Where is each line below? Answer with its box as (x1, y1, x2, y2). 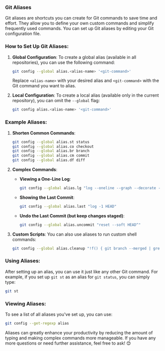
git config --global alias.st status (12, 139, 90, 144)
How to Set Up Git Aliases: (5, 43, 69, 50)
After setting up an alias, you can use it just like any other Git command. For (5, 269, 158, 274)
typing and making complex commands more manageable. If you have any (5, 335, 156, 341)
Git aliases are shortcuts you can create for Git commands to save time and (5, 15, 158, 21)
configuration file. (5, 31, 41, 37)
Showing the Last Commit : (19, 194, 75, 200)
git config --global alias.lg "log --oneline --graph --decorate (19, 186, 156, 190)
